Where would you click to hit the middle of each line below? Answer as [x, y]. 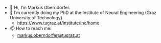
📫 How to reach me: [31, 28]
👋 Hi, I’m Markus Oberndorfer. [40, 7]
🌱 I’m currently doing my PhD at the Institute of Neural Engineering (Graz [83, 13]
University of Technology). [36, 18]
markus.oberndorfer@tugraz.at [48, 35]
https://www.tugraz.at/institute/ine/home [58, 23]
